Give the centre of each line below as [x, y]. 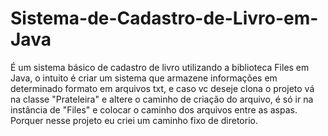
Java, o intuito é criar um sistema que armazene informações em [144, 78]
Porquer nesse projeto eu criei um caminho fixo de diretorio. [134, 120]
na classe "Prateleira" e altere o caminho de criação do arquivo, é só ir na [162, 99]
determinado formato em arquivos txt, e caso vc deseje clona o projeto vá [162, 88]
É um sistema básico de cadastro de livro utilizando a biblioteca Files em [160, 67]
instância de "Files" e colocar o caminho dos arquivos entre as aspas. [154, 109]
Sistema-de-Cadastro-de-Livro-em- [164, 18]
